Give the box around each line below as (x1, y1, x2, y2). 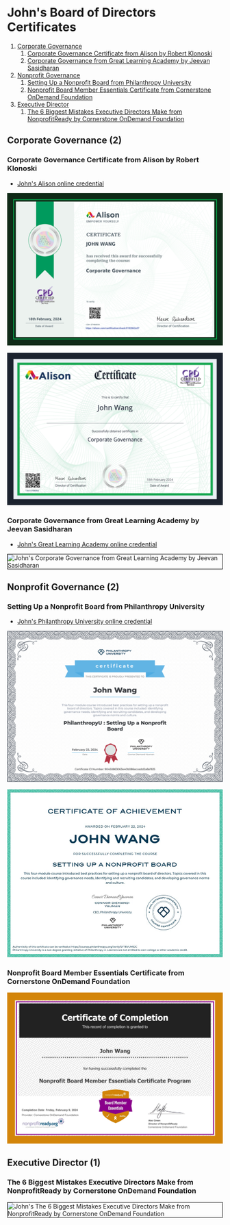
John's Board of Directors (7, 5, 156, 21)
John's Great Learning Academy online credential (16, 540, 157, 548)
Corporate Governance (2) (7, 135, 122, 147)
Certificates (7, 19, 77, 35)
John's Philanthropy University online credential (16, 618, 153, 626)
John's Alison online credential (16, 179, 104, 188)
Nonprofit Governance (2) (7, 581, 120, 593)
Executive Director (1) (7, 1157, 101, 1169)
